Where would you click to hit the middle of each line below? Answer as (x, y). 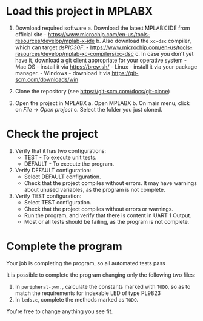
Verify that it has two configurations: (60, 150)
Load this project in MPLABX (80, 11)
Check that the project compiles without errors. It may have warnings (110, 183)
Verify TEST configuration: (48, 196)
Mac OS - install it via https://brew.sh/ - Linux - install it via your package (106, 66)
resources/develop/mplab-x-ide (55, 41)
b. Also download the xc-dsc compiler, (144, 41)
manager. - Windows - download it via (63, 73)
